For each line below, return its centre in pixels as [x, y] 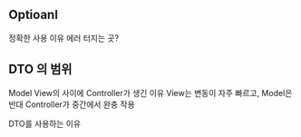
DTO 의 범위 [40, 69]
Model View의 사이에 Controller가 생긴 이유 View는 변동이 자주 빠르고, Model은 [150, 93]
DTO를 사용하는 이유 [45, 123]
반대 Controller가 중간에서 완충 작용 [72, 104]
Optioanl [33, 15]
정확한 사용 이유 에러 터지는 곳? [64, 38]
